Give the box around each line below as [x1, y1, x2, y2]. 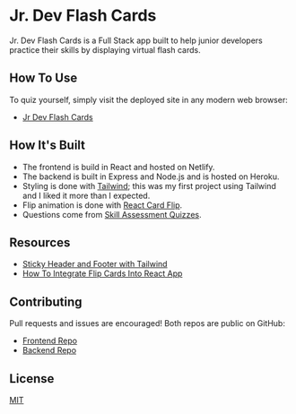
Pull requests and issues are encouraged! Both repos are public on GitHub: [9, 318, 285, 329]
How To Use [9, 71, 78, 86]
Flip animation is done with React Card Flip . [22, 199, 183, 211]
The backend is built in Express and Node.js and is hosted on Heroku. [22, 171, 280, 182]
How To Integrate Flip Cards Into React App [22, 268, 183, 279]
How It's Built [9, 138, 86, 153]
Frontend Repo [22, 335, 78, 346]
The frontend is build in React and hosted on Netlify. [22, 161, 215, 172]
